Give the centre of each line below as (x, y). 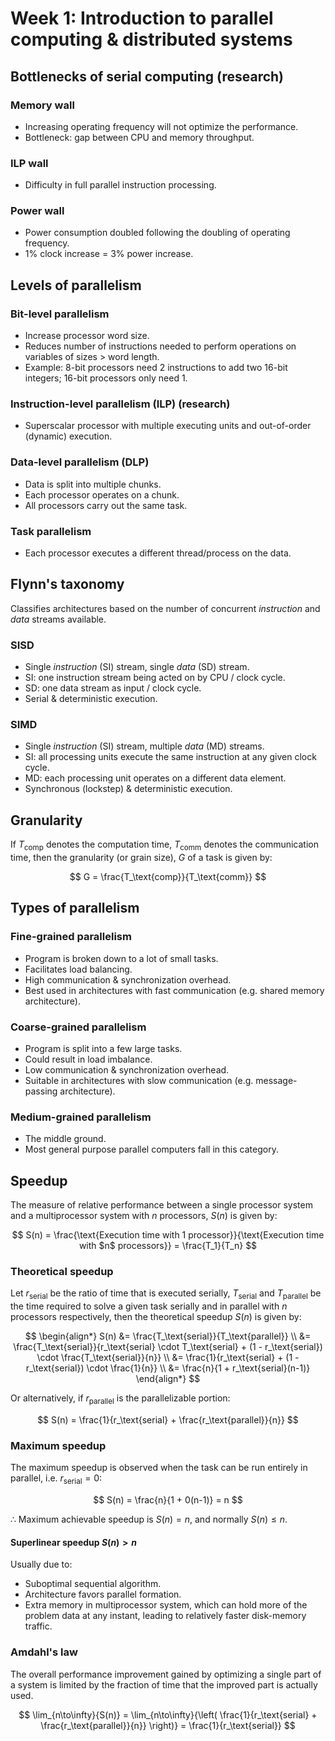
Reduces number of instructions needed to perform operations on (160, 346)
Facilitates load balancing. (78, 969)
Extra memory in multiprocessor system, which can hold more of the (166, 1605)
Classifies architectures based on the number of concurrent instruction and (165, 608)
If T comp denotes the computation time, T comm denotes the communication (165, 845)
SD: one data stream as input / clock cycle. (113, 688)
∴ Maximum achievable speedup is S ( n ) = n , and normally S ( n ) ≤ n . (149, 1519)
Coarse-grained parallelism (78, 1027)
